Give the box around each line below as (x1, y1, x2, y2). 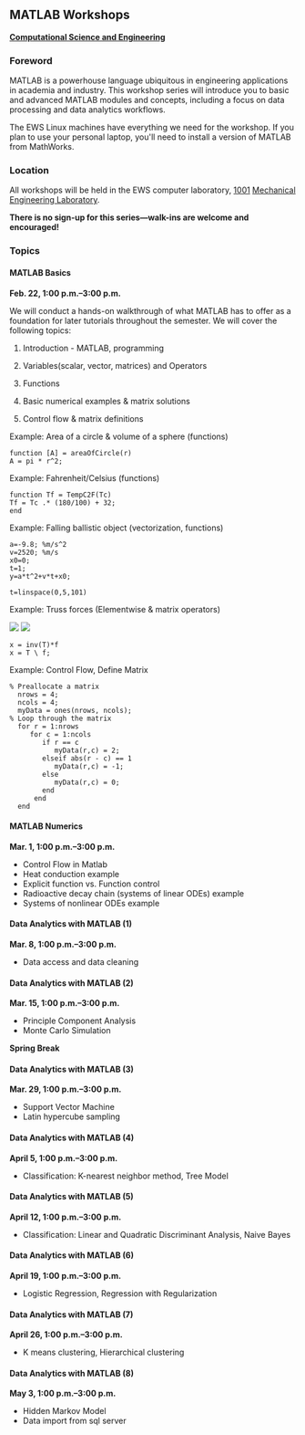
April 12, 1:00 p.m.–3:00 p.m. (9, 1211, 122, 1222)
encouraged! (9, 222, 59, 233)
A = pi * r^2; (9, 456, 64, 466)
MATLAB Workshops (9, 7, 130, 23)
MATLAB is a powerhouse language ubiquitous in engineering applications (9, 75, 289, 86)
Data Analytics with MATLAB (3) (9, 1063, 135, 1074)
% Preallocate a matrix (9, 682, 100, 691)
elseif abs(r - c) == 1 (42, 753, 132, 763)
